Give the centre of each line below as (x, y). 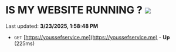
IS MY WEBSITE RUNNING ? (74, 10)
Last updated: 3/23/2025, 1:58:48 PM (52, 26)
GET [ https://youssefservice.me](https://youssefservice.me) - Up (92, 37)
